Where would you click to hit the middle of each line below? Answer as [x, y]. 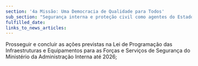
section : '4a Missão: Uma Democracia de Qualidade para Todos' [85, 11]
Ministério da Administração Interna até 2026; [61, 57]
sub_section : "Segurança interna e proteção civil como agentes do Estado [100, 17]
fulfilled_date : [25, 22]
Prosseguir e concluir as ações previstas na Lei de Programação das [89, 44]
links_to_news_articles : [36, 28]
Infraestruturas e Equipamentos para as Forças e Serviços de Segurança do [98, 51]
